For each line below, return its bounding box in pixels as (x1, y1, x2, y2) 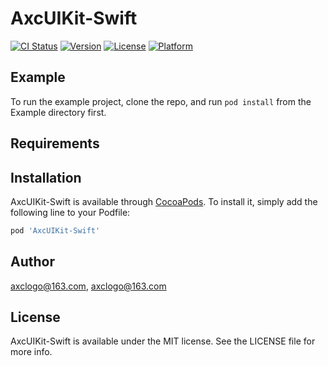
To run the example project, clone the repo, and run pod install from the (10, 95, 312, 107)
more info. (10, 346, 53, 358)
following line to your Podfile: (10, 206, 131, 218)
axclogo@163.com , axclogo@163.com (10, 280, 167, 292)
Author (10, 253, 55, 271)
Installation (10, 169, 82, 186)
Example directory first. (10, 106, 107, 118)
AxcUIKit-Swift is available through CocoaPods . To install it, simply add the (10, 195, 318, 207)
